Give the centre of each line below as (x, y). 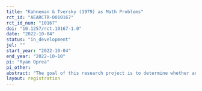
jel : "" (16, 45)
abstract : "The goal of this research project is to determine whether (98, 73)
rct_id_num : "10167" (32, 23)
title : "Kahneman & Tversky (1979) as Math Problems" (75, 12)
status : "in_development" (38, 40)
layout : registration (33, 78)
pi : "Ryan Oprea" (28, 62)
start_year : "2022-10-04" (38, 51)
